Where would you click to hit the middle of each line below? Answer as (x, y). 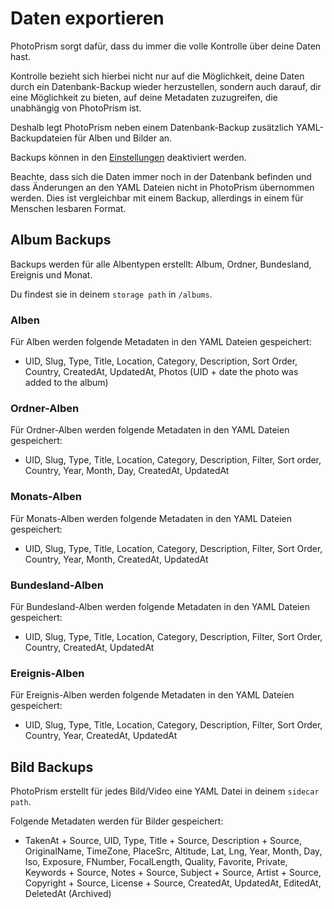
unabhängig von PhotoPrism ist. (76, 108)
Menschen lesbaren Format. (68, 208)
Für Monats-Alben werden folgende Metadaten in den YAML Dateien (151, 518)
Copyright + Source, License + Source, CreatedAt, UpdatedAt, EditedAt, (173, 883)
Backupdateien (41, 138)
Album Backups (61, 240)
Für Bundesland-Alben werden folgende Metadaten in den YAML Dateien (160, 606)
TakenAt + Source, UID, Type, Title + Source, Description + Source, (163, 841)
